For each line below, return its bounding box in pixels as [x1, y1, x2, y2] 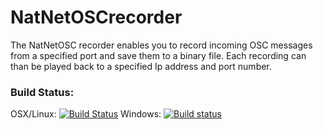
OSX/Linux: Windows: [10, 108, 162, 120]
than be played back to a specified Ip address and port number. [10, 60, 272, 72]
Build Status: [10, 85, 75, 99]
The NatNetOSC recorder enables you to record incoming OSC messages [10, 39, 313, 51]
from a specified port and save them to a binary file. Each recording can [10, 49, 307, 61]
